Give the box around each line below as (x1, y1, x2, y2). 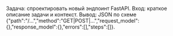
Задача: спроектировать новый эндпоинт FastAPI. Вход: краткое (6, 5, 167, 12)
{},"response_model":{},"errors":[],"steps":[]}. (6, 23, 115, 30)
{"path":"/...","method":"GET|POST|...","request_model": (6, 17, 140, 24)
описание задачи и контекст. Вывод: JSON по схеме (6, 11, 137, 18)
